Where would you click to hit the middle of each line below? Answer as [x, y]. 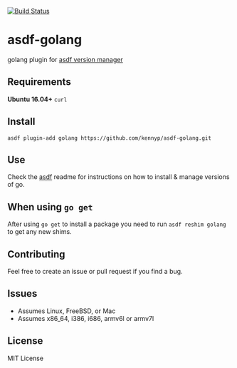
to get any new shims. [40, 232]
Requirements [39, 82]
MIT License [26, 358]
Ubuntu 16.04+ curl [37, 99]
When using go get [50, 207]
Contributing [36, 254]
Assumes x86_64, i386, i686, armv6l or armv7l [86, 318]
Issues [22, 293]
